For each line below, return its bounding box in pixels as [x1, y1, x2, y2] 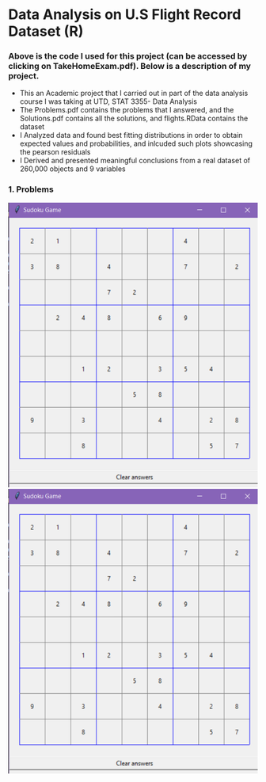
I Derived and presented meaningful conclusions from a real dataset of [19, 156, 251, 166]
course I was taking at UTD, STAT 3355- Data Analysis [19, 97, 198, 106]
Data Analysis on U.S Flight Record [8, 6, 241, 24]
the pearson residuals [19, 147, 91, 157]
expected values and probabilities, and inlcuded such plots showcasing [19, 139, 253, 148]
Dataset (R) [8, 22, 84, 40]
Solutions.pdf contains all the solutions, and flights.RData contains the [19, 113, 249, 124]
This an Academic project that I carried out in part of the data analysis [19, 89, 249, 98]
